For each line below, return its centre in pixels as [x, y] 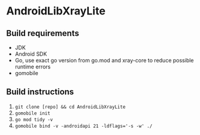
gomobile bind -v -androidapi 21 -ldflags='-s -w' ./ [83, 126]
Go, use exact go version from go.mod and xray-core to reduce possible [104, 60]
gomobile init [32, 113]
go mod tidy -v [34, 119]
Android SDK [31, 54]
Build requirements [43, 33]
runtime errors [33, 67]
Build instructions [40, 92]
